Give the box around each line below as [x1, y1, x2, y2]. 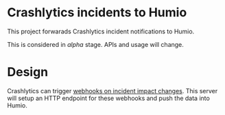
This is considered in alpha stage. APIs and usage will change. [7, 40, 184, 48]
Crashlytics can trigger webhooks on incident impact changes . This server [7, 86, 218, 95]
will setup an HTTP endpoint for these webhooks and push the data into [7, 94, 211, 102]
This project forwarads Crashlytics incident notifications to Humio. [7, 27, 195, 35]
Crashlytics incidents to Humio [7, 5, 187, 20]
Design [7, 65, 49, 80]
